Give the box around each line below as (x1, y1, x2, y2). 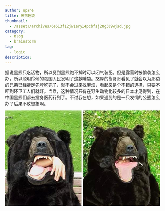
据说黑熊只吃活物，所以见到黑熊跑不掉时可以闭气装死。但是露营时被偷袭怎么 (5, 70, 160, 75)
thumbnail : (5, 18, 27, 23)
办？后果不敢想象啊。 (5, 100, 48, 106)
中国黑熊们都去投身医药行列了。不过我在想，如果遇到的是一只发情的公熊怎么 (5, 94, 160, 100)
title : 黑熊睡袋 (5, 13, 35, 18)
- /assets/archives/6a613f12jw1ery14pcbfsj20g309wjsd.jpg (9, 24, 131, 29)
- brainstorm (9, 39, 36, 44)
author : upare (5, 8, 34, 13)
